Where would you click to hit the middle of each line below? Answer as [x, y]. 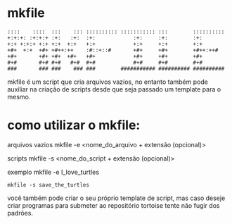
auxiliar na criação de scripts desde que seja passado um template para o [114, 89]
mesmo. [19, 97]
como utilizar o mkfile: [74, 125]
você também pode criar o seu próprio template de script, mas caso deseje [116, 198]
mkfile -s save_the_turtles [49, 185]
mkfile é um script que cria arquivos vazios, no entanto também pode [108, 82]
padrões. [20, 213]
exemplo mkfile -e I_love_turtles [53, 172]
